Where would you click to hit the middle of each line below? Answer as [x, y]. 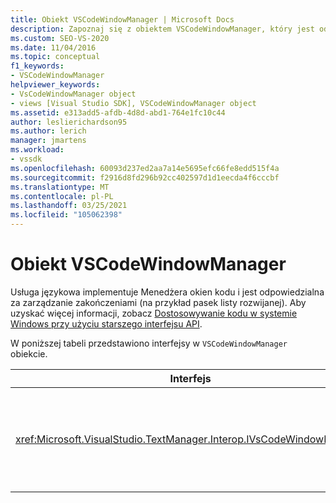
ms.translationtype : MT [60, 187]
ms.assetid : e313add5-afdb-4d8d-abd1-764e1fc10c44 [118, 112]
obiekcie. [29, 353]
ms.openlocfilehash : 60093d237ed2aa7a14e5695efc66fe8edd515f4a [145, 168]
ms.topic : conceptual [55, 57]
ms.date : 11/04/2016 [53, 47]
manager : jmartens [48, 141]
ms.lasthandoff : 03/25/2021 [69, 206]
